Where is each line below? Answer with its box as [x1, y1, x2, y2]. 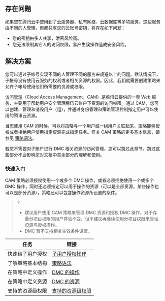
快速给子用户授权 [7, 250, 48, 257]
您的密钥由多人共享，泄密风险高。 [12, 35, 82, 41]
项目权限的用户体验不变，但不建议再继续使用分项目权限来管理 [33, 215, 159, 221]
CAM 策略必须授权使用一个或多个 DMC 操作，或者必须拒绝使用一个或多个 [5, 177, 154, 183]
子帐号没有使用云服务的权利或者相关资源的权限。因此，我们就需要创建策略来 [5, 77, 161, 83]
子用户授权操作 [52, 250, 87, 257]
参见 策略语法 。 [5, 135, 37, 141]
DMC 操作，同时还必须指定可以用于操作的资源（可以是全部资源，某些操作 [5, 183, 155, 189]
